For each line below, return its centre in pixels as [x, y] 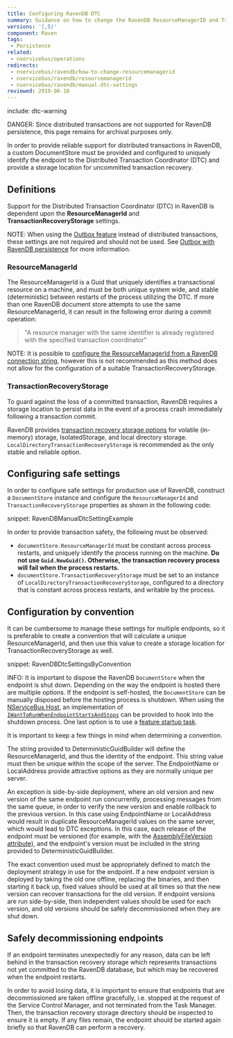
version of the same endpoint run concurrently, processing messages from [114, 800]
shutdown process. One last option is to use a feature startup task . [102, 722]
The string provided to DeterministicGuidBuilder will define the [96, 749]
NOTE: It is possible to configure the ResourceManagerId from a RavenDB [113, 354]
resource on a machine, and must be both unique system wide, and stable [113, 290]
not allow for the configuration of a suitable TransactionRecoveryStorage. [112, 368]
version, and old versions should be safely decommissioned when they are [114, 909]
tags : [15, 40]
